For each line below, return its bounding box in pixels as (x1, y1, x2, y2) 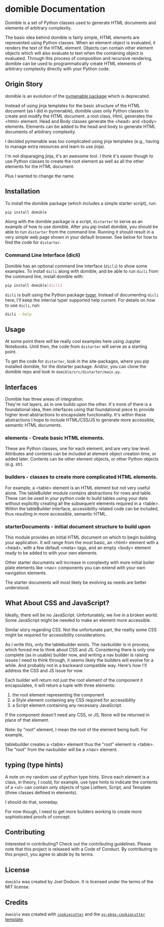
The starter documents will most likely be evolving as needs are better (5, 579, 147, 585)
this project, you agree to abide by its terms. (5, 851, 94, 857)
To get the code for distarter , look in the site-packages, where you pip (5, 358, 149, 364)
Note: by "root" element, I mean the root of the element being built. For (5, 726, 148, 732)
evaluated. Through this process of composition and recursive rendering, (5, 55, 153, 61)
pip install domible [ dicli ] (5, 283, 63, 288)
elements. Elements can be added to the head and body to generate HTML (5, 123, 156, 129)
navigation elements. (5, 570, 47, 576)
